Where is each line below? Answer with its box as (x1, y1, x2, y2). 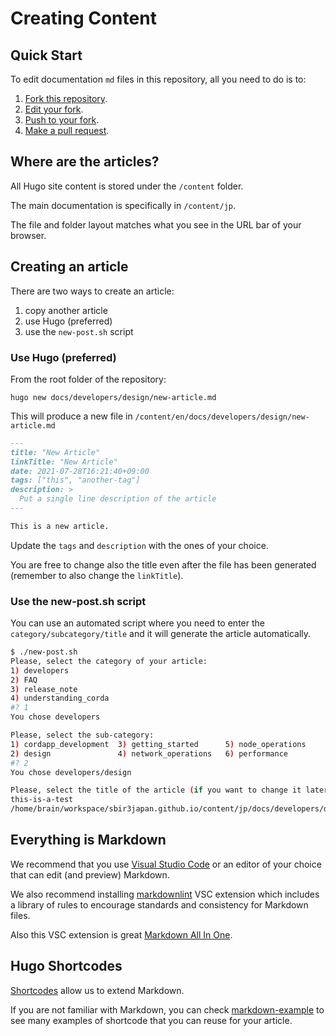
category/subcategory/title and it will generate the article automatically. (10, 628, 312, 640)
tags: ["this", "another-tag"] (10, 475, 141, 486)
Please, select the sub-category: (10, 730, 155, 741)
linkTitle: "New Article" (10, 457, 118, 467)
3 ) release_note (10, 684, 78, 694)
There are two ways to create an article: (10, 285, 175, 297)
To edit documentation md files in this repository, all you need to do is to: (10, 73, 307, 85)
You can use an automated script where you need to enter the (10, 617, 265, 629)
